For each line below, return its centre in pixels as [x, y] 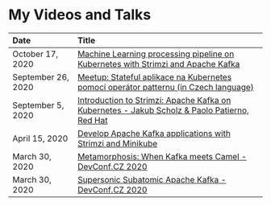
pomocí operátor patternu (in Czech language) [166, 87]
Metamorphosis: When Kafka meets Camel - [163, 156]
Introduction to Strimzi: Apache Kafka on [154, 100]
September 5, [38, 105]
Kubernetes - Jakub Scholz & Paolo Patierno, [164, 110]
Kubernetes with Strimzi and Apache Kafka [159, 64]
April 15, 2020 [40, 138]
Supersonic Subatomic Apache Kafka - [152, 179]
